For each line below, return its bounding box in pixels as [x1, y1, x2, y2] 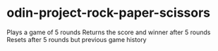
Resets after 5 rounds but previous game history [6, 35, 147, 43]
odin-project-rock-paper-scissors [6, 5, 211, 21]
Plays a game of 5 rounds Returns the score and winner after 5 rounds [6, 28, 211, 36]
